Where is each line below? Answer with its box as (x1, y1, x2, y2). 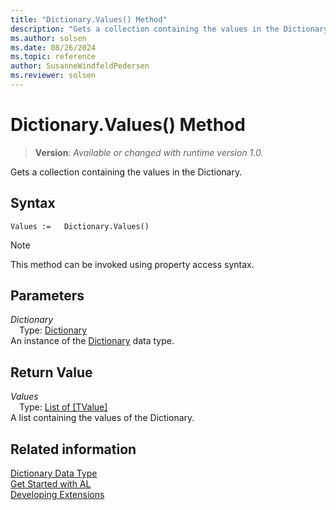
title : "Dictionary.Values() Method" (10, 14, 168, 25)
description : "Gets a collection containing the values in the (10, 24, 280, 34)
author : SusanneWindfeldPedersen (10, 61, 150, 71)
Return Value (10, 364, 93, 381)
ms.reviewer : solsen (10, 71, 97, 81)
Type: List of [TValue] (19, 401, 108, 413)
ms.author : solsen (10, 33, 87, 43)
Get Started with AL (10, 478, 92, 490)
